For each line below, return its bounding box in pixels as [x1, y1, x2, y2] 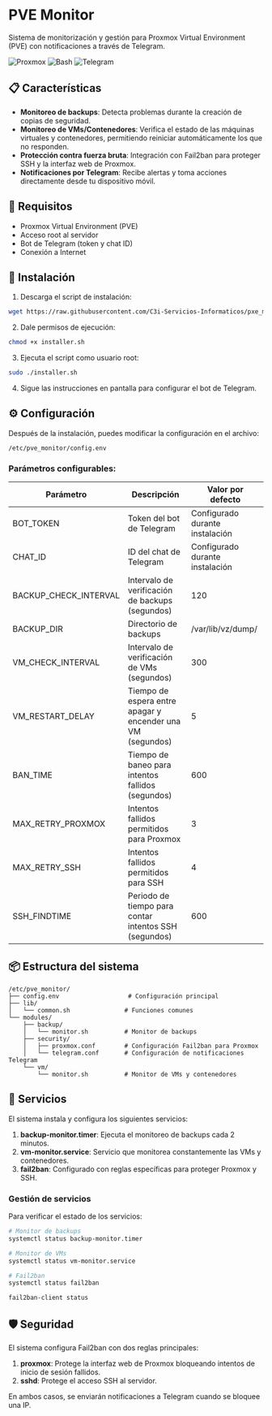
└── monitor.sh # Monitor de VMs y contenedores [37, 1070, 237, 1078]
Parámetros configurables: [8, 463, 117, 474]
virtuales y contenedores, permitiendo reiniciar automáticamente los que [19, 132, 263, 143]
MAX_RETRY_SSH [12, 862, 81, 874]
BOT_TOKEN [12, 518, 60, 529]
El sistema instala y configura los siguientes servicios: [8, 1114, 189, 1124]
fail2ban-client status [8, 1293, 89, 1302]
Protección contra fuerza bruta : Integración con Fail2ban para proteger [19, 150, 261, 160]
